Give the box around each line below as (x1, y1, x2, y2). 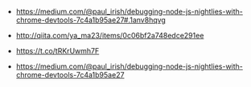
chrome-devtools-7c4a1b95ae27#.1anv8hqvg (15, 15, 167, 25)
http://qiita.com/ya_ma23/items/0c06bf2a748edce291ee (15, 31, 204, 40)
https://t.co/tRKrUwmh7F (15, 46, 100, 55)
